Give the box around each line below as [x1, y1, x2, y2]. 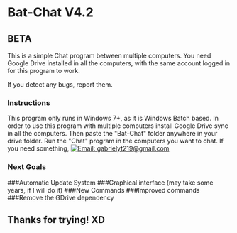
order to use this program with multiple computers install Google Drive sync [7, 121, 228, 130]
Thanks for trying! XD [7, 214, 105, 226]
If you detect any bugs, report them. [7, 80, 113, 89]
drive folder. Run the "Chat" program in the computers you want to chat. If [7, 136, 224, 146]
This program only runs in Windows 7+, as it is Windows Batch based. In [7, 114, 219, 123]
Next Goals [7, 162, 47, 172]
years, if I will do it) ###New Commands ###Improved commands [7, 185, 200, 194]
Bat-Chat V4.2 [7, 4, 94, 21]
